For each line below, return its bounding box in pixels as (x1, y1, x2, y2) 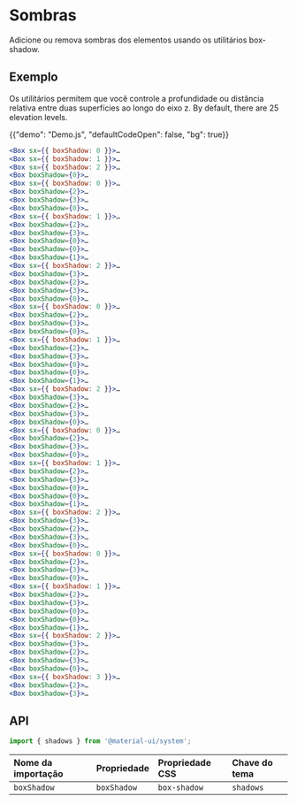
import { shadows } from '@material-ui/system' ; (9, 737, 192, 746)
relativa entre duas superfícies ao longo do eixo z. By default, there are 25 (9, 103, 279, 113)
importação (13, 768, 64, 780)
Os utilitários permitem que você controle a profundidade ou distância (9, 93, 264, 103)
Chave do (232, 757, 273, 770)
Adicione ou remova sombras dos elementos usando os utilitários (9, 34, 247, 45)
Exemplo (9, 70, 58, 85)
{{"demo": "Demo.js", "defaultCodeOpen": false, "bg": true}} (9, 129, 230, 140)
